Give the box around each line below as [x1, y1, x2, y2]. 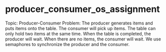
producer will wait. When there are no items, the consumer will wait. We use [5, 36, 161, 42]
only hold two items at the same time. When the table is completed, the [5, 30, 151, 36]
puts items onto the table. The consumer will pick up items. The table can [5, 25, 156, 31]
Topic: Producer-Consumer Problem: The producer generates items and [5, 20, 153, 26]
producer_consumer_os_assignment [5, 3, 161, 15]
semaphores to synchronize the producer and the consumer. [5, 41, 130, 47]
